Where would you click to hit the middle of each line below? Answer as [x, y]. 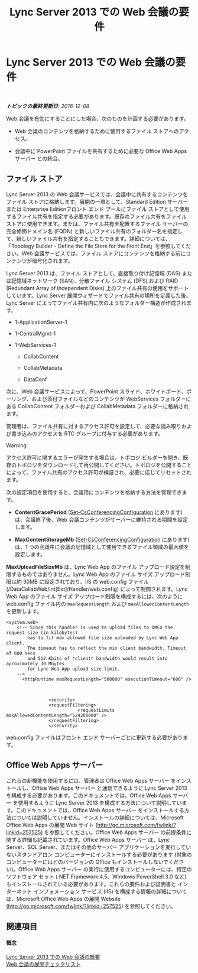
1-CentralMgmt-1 [35, 333]
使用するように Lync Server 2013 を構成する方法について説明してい [100, 803]
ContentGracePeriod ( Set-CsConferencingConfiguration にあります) [98, 512]
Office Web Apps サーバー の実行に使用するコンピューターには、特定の [105, 869]
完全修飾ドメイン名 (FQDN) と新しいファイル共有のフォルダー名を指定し [95, 231]
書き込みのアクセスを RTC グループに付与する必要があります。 [87, 433]
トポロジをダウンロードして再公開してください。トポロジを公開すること [104, 465]
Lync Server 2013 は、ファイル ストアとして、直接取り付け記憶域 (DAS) [93, 273]
